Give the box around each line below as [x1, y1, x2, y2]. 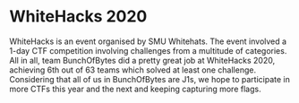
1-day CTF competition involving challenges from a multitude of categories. [9, 45, 287, 56]
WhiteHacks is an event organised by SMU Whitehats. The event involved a [9, 36, 287, 47]
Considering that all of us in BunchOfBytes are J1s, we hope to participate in [9, 73, 291, 84]
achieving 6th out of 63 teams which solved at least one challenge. [9, 64, 257, 75]
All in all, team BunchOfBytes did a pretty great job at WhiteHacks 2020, [9, 55, 276, 65]
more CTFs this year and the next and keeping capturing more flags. [9, 83, 261, 94]
